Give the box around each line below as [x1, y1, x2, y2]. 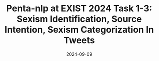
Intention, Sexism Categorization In [4, 24, 154, 35]
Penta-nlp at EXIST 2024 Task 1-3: [6, 3, 153, 14]
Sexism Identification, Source [17, 13, 142, 25]
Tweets [63, 35, 95, 46]
